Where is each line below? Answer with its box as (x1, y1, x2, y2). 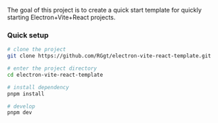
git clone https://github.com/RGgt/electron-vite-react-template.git (7, 53, 212, 59)
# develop (7, 103, 36, 110)
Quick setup (7, 30, 49, 40)
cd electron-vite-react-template (7, 71, 103, 78)
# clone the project (7, 46, 67, 53)
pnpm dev (7, 109, 32, 116)
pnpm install (7, 90, 45, 97)
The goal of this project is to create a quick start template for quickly (7, 6, 202, 14)
